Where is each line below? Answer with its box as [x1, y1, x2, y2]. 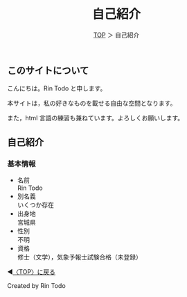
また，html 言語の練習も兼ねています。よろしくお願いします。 [7, 114, 184, 122]
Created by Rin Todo [7, 282, 66, 290]
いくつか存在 [17, 201, 54, 209]
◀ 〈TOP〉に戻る [7, 268, 56, 276]
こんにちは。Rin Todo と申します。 [7, 84, 107, 93]
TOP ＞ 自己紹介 [93, 31, 140, 39]
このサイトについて [7, 64, 89, 77]
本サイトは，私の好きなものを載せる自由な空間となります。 [7, 99, 177, 108]
